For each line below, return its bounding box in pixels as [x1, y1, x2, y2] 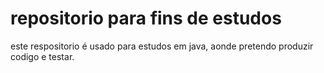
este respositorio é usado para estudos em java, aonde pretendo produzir [10, 40, 314, 52]
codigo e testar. [10, 50, 75, 62]
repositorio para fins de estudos [10, 7, 282, 30]
